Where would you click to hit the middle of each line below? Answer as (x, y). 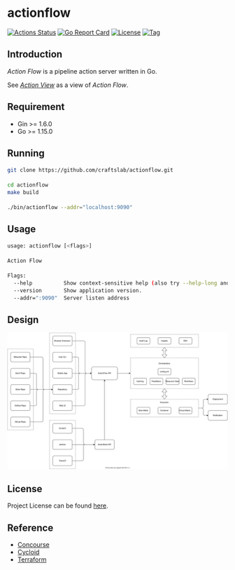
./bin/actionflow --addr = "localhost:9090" (70, 207)
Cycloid (28, 552)
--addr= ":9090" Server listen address (72, 298)
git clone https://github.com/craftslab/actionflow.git (90, 170)
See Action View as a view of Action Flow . (68, 85)
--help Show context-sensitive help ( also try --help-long (115, 283)
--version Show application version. (78, 290)
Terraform (32, 559)
